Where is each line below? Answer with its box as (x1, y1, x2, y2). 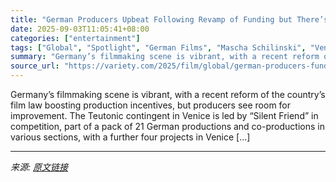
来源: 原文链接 (10, 161, 68, 173)
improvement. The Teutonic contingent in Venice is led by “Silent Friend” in (10, 110, 319, 121)
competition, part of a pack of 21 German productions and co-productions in (10, 121, 325, 132)
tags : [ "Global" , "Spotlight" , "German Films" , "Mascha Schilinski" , (10, 42, 307, 53)
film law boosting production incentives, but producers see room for (10, 99, 292, 111)
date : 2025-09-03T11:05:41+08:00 (10, 24, 150, 34)
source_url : (10, 61, 60, 71)
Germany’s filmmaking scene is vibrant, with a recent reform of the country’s (10, 89, 326, 100)
